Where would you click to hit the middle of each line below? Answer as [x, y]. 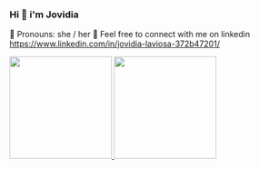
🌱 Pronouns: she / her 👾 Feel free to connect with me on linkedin [130, 35]
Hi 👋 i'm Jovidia [44, 15]
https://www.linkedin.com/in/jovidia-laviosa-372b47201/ [115, 44]
